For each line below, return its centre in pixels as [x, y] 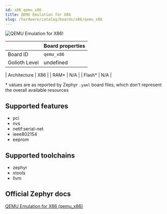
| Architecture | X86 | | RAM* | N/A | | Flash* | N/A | [59, 75]
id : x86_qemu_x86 [23, 10]
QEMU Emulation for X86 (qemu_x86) [44, 206]
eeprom [21, 139]
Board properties [65, 46]
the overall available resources [37, 90]
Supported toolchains [40, 155]
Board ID [18, 54]
